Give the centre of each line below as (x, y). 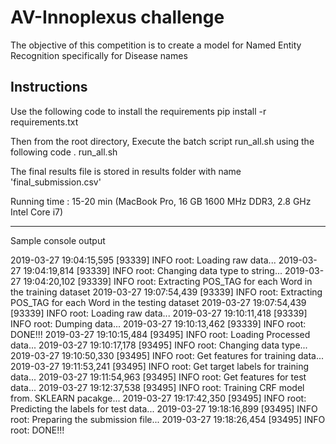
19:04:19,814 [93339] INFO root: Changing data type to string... (153, 270)
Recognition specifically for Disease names (99, 55)
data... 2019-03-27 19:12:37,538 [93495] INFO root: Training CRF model (157, 387)
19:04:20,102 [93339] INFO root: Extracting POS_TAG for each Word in (168, 281)
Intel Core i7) (37, 212)
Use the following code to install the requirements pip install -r (138, 111)
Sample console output (58, 240)
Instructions (49, 87)
